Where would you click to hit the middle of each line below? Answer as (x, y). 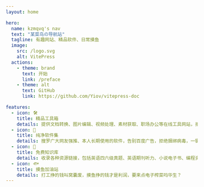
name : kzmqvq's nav (36, 29)
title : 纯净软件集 (38, 135)
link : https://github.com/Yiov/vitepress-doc (80, 97)
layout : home (22, 12)
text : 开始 (35, 73)
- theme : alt (33, 85)
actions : (22, 62)
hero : (12, 23)
